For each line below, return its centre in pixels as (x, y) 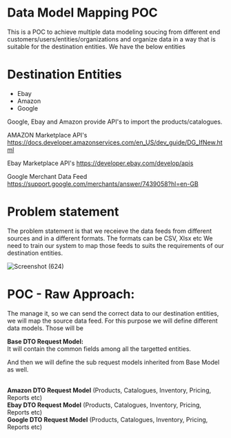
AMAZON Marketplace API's (47, 135)
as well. (18, 369)
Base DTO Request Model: (46, 341)
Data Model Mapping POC (82, 13)
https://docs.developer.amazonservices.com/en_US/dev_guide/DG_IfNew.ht (115, 142)
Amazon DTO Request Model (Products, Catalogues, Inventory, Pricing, (109, 390)
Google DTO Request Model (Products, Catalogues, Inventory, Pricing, (108, 419)
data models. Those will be (46, 328)
